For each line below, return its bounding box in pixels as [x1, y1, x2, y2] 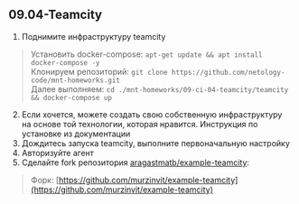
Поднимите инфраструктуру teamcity [21, 31, 166, 42]
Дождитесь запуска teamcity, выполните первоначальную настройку [21, 137, 291, 148]
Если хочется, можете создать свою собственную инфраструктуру [21, 108, 283, 120]
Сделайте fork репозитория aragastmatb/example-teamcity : [21, 157, 250, 168]
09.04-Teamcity [8, 7, 103, 23]
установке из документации [21, 128, 131, 139]
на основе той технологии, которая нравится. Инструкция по [21, 118, 258, 129]
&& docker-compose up [30, 93, 112, 102]
